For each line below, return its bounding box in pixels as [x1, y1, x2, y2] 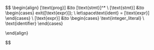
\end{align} [5, 30, 28, 36]
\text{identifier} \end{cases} [5, 20, 63, 26]
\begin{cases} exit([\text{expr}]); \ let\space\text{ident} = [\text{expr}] [5, 10, 150, 16]
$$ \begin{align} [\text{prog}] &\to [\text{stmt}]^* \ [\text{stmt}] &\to [5, 5, 144, 10]
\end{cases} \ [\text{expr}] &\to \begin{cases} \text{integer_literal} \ [5, 15, 144, 21]
